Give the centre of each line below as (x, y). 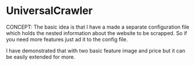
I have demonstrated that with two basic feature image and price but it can (96, 50)
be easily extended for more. (41, 57)
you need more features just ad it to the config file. (67, 39)
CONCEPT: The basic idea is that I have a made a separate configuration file (98, 27)
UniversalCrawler (49, 11)
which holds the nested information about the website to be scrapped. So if (97, 33)
